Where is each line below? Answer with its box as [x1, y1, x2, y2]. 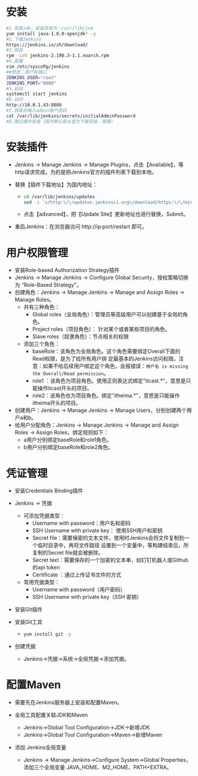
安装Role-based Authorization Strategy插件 [14, 267, 120, 274]
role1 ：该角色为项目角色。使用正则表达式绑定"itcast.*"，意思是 [32, 377, 186, 384]
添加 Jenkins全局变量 [14, 744, 67, 751]
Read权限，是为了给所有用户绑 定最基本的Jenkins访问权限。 [32, 355, 179, 362]
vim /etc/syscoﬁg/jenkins [6, 64, 70, 70]
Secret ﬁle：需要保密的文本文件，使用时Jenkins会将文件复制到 [32, 535, 184, 542]
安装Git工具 [14, 618, 43, 626]
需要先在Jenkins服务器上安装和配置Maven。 [14, 699, 123, 706]
